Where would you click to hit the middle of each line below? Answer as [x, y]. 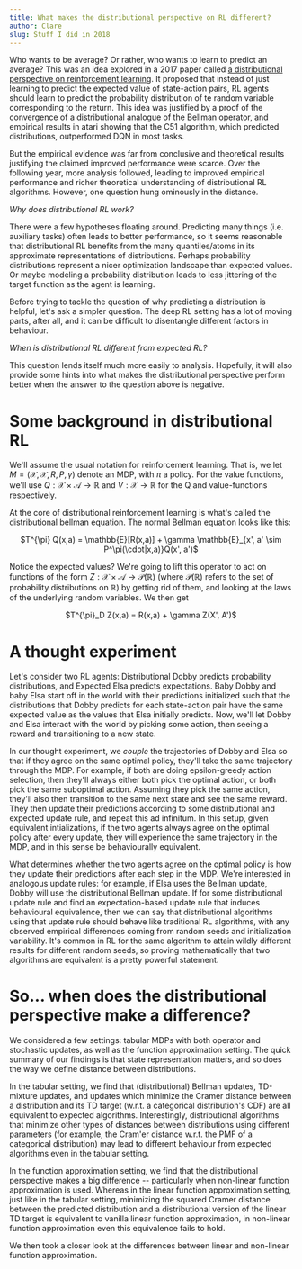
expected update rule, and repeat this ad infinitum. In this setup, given [139, 818]
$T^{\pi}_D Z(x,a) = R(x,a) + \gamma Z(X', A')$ [151, 615]
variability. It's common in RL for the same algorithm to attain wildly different [151, 940]
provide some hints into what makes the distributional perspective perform [147, 375]
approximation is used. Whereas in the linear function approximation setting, [151, 1190]
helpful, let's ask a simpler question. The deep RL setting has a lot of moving [151, 311]
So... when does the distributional [138, 996]
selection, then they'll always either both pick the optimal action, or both [143, 780]
